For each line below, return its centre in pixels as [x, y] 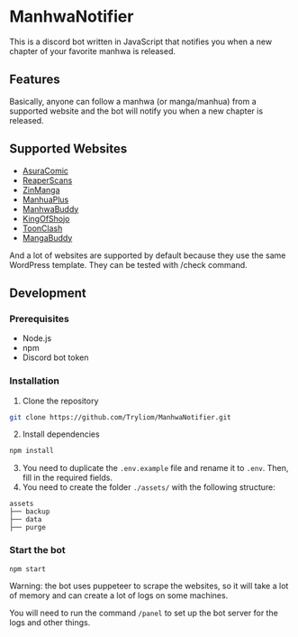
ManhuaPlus [45, 199]
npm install [32, 451]
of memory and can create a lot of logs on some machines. [119, 595]
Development [48, 293]
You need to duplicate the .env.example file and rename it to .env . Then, [155, 468]
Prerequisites [39, 318]
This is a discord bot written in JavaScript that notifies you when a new [141, 42]
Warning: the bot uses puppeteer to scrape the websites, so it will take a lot [149, 586]
